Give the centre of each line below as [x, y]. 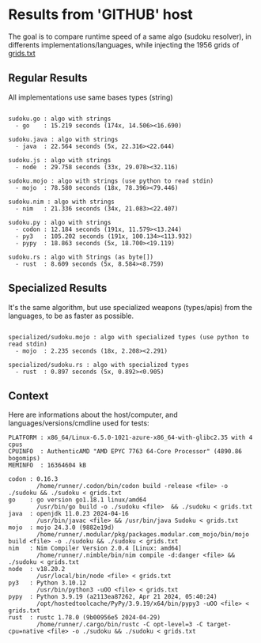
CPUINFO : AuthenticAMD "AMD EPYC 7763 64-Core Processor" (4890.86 [125, 452]
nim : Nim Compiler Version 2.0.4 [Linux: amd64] [95, 548]
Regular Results [48, 78]
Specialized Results [58, 288]
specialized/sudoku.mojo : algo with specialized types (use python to [129, 337]
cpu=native [26, 632]
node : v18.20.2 [37, 569]
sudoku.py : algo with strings [60, 222]
